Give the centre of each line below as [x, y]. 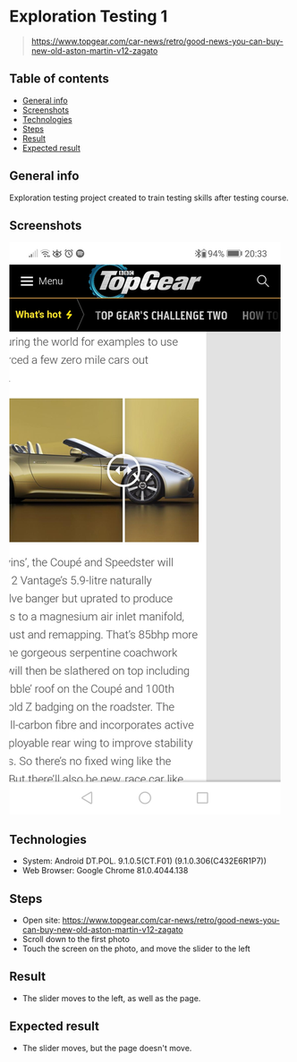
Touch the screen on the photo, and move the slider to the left [136, 948]
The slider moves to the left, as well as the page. [111, 998]
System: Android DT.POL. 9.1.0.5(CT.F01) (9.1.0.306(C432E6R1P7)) [144, 861]
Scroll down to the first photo [76, 939]
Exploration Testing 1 [89, 17]
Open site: [41, 920]
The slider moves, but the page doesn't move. [107, 1048]
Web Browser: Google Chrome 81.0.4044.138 [105, 871]
